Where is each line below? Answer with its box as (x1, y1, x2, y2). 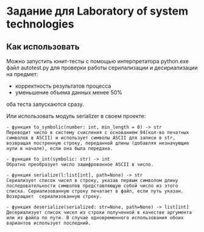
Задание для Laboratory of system (6, 4, 189, 18)
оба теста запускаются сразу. (6, 100, 84, 108)
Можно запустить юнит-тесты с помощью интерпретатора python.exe (6, 58, 189, 65)
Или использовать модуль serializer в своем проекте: (6, 113, 146, 119)
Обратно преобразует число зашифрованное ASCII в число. (6, 161, 154, 167)
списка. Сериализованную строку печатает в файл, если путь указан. (6, 188, 184, 194)
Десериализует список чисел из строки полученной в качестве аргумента (6, 209, 192, 216)
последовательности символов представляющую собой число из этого (6, 183, 178, 189)
